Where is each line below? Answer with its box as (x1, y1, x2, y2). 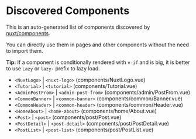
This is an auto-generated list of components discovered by (6, 23, 150, 30)
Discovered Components (6, 4, 130, 18)
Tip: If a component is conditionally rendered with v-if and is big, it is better (6, 59, 190, 66)
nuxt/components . (6, 29, 51, 36)
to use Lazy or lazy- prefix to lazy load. (6, 65, 101, 72)
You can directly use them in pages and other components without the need (6, 41, 189, 48)
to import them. (6, 47, 43, 54)
